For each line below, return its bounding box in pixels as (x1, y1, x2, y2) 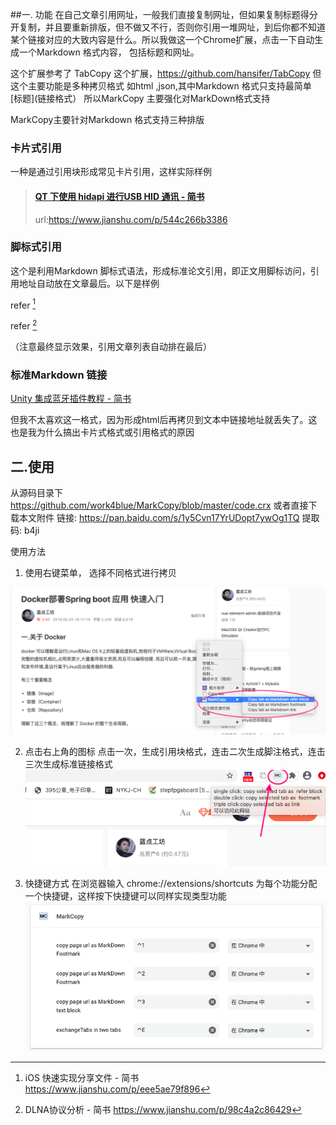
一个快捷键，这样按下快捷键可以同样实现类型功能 (24, 889, 227, 902)
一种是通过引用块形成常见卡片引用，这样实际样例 (10, 166, 212, 178)
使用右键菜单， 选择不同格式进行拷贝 (24, 567, 177, 579)
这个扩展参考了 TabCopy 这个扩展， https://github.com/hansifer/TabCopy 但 (10, 68, 322, 79)
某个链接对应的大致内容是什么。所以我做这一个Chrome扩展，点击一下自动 (10, 34, 315, 45)
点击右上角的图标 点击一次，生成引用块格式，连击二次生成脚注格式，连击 (24, 746, 326, 758)
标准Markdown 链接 (10, 368, 108, 382)
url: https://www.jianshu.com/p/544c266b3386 (34, 213, 228, 225)
